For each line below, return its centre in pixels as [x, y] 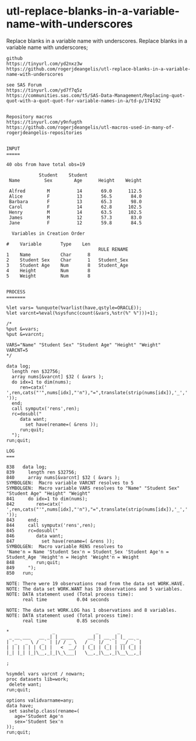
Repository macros [29, 116]
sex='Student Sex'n [39, 722]
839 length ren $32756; [42, 472]
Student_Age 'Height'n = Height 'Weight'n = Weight [73, 557]
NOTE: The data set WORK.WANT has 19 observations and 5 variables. [94, 589]
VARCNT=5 [17, 350]
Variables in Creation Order [48, 233]
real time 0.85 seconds [66, 621]
